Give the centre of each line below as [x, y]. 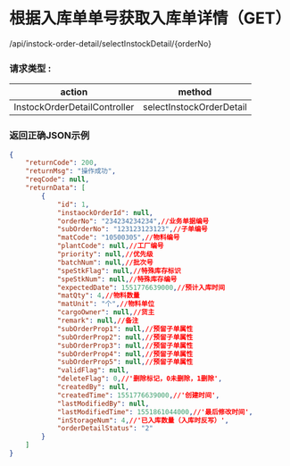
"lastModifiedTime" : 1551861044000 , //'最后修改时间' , [155, 412]
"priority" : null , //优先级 [105, 254]
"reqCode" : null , [58, 179]
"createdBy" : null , [93, 387]
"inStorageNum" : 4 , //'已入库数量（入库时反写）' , [143, 420]
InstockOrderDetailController [74, 107]
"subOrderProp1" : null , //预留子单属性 [125, 329]
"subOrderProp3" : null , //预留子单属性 [125, 345]
